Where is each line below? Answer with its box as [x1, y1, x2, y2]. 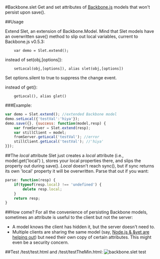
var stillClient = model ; [14, 130, 67, 135]
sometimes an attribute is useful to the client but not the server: [5, 214, 133, 220]
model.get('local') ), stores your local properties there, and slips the [5, 158, 141, 164]
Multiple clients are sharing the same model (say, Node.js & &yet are [12, 229, 150, 235]
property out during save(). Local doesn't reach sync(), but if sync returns [5, 163, 154, 168]
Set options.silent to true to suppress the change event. [5, 75, 117, 80]
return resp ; [14, 196, 41, 201]
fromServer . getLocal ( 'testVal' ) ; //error [14, 135, 99, 140]
